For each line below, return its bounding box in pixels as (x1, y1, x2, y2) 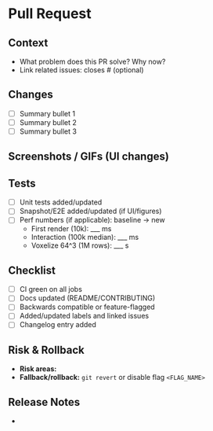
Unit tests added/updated (19, 197, 103, 207)
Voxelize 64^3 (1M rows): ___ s (31, 241, 129, 250)
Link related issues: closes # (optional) (19, 65, 144, 75)
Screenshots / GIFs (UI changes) (8, 150, 170, 164)
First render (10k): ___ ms (31, 224, 112, 234)
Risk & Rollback (8, 343, 85, 356)
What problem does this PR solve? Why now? (19, 57, 166, 66)
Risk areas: (19, 364, 57, 374)
